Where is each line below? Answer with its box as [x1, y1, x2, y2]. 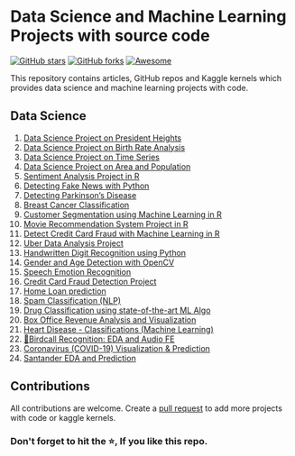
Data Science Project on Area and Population [23, 160, 191, 172]
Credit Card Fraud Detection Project [23, 276, 157, 287]
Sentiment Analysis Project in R [23, 170, 140, 181]
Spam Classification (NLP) [23, 295, 121, 306]
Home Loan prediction [23, 286, 106, 296]
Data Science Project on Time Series [23, 151, 161, 162]
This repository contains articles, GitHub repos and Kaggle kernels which [10, 72, 282, 83]
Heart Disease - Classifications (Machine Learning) [23, 324, 215, 334]
